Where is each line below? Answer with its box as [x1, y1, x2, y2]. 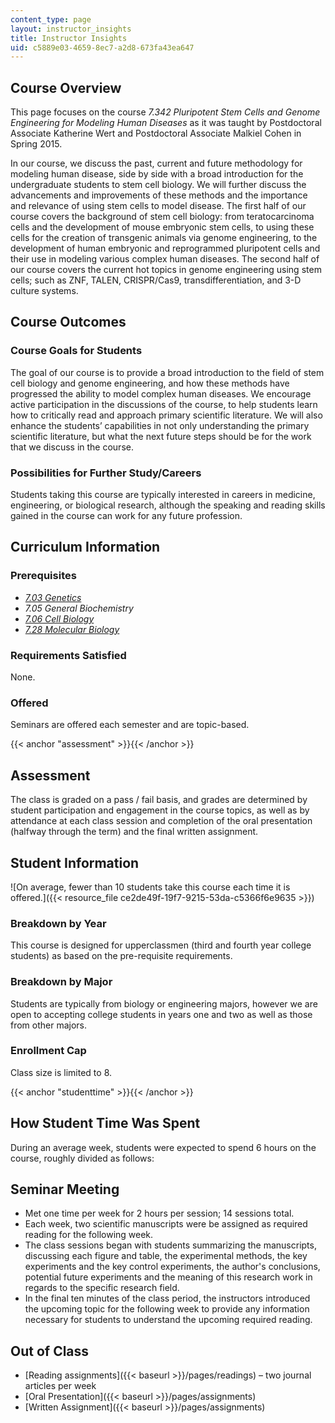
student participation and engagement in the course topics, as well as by [10, 804, 310, 816]
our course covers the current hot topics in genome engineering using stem [10, 264, 322, 276]
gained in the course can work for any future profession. [10, 510, 243, 522]
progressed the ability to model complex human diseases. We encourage [10, 387, 312, 400]
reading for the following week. [24, 1229, 154, 1241]
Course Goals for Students [10, 344, 143, 358]
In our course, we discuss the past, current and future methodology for [10, 157, 303, 170]
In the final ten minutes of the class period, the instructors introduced [24, 1292, 311, 1305]
